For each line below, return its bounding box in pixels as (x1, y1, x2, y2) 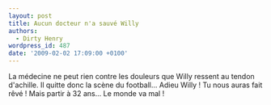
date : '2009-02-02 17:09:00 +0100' (8, 49, 129, 57)
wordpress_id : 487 (8, 42, 70, 50)
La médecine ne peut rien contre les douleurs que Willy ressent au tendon (8, 72, 255, 81)
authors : (8, 27, 38, 35)
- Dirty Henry (15, 34, 63, 43)
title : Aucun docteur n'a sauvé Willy (8, 19, 139, 27)
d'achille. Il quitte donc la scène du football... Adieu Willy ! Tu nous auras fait (8, 80, 263, 90)
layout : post (8, 11, 53, 20)
